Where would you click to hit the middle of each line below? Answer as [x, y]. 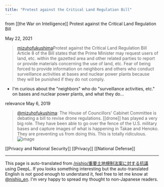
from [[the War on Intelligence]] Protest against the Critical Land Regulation [81, 24]
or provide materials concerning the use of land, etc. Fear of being [84, 63]
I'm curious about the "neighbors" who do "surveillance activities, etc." [83, 88]
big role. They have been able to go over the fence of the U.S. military [87, 123]
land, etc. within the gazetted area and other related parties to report [86, 58]
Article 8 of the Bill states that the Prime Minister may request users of [88, 53]
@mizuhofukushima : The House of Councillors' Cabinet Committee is [87, 113]
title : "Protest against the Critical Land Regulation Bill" [69, 10]
